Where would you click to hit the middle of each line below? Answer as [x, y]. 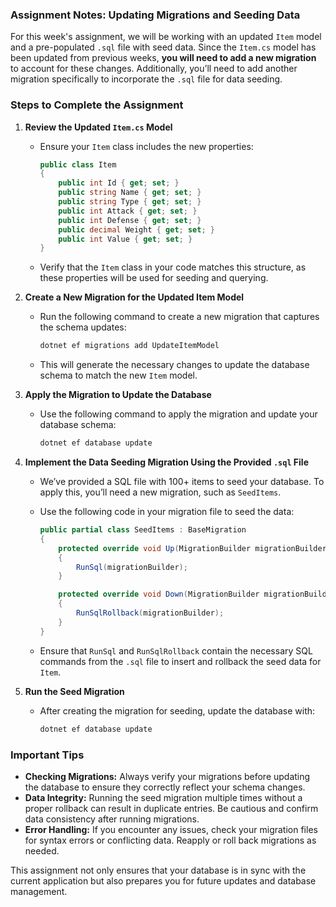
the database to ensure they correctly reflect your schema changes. [165, 787]
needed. [42, 850]
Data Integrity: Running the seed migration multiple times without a [163, 797]
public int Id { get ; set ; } [119, 183]
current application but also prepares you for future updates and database [163, 880]
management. [39, 891]
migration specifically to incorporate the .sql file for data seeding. [146, 79]
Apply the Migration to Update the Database [118, 395]
